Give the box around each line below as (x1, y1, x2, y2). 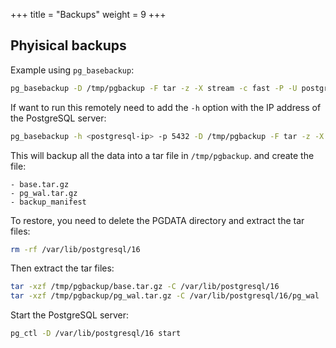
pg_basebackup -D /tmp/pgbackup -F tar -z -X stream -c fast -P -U (10, 83, 298, 93)
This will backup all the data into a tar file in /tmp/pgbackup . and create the (10, 149, 315, 161)
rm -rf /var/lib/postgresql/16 (10, 244, 141, 254)
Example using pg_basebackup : (10, 64, 135, 76)
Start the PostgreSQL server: (10, 309, 129, 321)
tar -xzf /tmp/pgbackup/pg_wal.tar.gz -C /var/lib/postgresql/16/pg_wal (10, 291, 320, 301)
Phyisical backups (10, 37, 127, 54)
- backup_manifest (10, 197, 87, 207)
